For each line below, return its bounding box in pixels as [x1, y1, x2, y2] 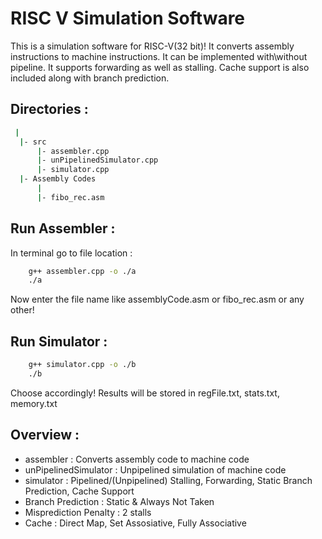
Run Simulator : [10, 333, 108, 350]
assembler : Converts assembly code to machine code [24, 453, 250, 465]
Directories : [10, 101, 89, 118]
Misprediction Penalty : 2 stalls [24, 506, 152, 518]
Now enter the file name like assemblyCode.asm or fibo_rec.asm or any [10, 293, 305, 306]
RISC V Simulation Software [10, 7, 246, 30]
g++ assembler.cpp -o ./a [28, 266, 137, 276]
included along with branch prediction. [10, 72, 170, 84]
